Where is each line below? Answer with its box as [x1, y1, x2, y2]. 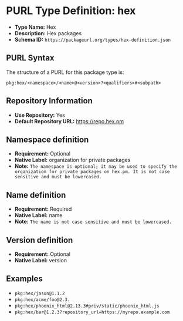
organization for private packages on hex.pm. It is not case [14, 169, 170, 175]
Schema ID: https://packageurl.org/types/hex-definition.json [14, 36, 171, 43]
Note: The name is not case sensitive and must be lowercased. [14, 218, 172, 225]
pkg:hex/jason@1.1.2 [14, 290, 65, 296]
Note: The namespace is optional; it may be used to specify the [14, 163, 177, 170]
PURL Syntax [6, 53, 55, 63]
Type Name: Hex [14, 23, 56, 31]
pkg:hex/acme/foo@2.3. [14, 296, 70, 303]
